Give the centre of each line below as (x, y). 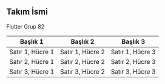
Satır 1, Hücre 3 (133, 52)
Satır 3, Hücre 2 (82, 71)
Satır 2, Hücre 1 (32, 61)
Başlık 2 (82, 41)
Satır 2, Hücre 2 (82, 61)
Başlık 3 (133, 41)
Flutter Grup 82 (25, 26)
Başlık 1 (32, 41)
